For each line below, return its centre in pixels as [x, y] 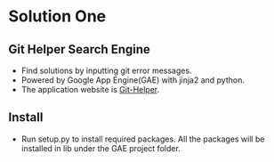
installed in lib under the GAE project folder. [101, 148]
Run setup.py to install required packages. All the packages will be [143, 139]
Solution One [57, 16]
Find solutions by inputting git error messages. [106, 70]
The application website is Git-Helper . [90, 89]
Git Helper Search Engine [79, 49]
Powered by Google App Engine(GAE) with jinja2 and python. [133, 80]
